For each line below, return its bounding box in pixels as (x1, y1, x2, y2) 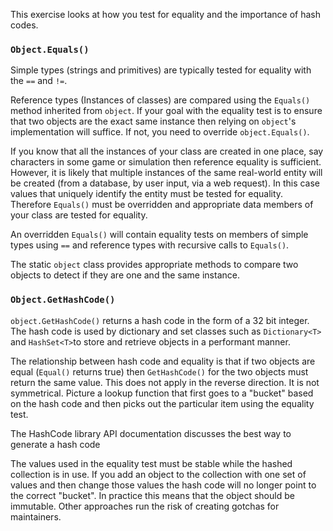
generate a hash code (10, 438, 101, 450)
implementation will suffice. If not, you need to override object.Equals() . (10, 126, 310, 138)
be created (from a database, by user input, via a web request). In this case (10, 177, 321, 189)
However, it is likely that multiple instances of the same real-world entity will (10, 167, 323, 179)
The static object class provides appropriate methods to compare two (10, 259, 299, 271)
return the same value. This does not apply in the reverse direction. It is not (10, 376, 320, 388)
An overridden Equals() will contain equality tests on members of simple (10, 229, 309, 241)
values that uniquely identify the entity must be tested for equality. (10, 188, 284, 200)
